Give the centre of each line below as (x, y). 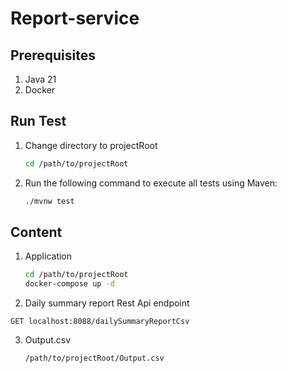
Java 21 (40, 79)
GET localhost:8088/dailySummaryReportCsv (100, 322)
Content (36, 232)
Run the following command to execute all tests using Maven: (151, 183)
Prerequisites (53, 55)
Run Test (38, 121)
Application (48, 256)
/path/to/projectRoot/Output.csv (94, 358)
